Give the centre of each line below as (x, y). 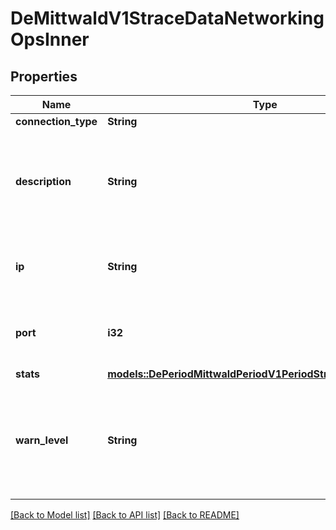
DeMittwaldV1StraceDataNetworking (167, 18)
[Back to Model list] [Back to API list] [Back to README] (125, 515)
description (43, 181)
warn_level (42, 440)
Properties (44, 76)
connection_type (56, 121)
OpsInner (50, 39)
